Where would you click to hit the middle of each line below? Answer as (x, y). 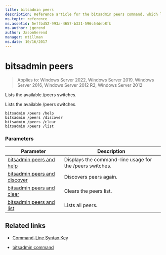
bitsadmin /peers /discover (34, 117)
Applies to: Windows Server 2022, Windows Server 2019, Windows (85, 80)
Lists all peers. (81, 205)
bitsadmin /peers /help (30, 113)
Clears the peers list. (88, 191)
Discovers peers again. (91, 177)
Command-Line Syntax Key (40, 238)
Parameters (19, 139)
